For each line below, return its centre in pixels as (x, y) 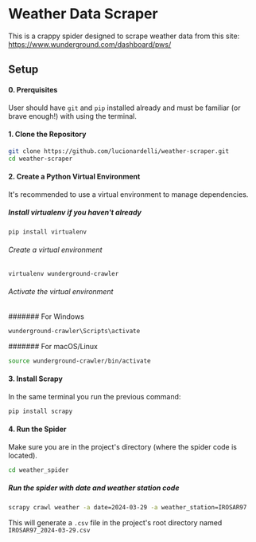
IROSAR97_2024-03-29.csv (49, 530)
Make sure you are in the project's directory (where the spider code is (122, 446)
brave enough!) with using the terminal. (72, 116)
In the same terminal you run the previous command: (95, 396)
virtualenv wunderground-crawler (64, 273)
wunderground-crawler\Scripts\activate (74, 331)
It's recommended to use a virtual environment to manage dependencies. (128, 194)
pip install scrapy (41, 411)
